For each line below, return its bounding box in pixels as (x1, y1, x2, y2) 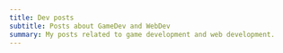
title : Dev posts (9, 13, 75, 22)
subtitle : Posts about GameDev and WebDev (9, 22, 171, 31)
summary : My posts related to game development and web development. (9, 30, 276, 39)
